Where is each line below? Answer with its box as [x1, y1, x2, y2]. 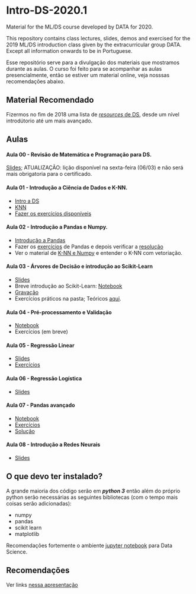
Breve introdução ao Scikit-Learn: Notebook [14, 282, 123, 289]
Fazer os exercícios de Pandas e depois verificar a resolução [14, 243, 164, 250]
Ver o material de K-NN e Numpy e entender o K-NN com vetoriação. [14, 249, 182, 256]
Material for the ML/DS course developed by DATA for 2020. [6, 23, 153, 30]
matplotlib [14, 530, 40, 538]
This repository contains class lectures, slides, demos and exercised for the [6, 34, 191, 42]
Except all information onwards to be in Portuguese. [6, 47, 133, 54]
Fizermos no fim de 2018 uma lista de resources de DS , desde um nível [6, 110, 179, 118]
